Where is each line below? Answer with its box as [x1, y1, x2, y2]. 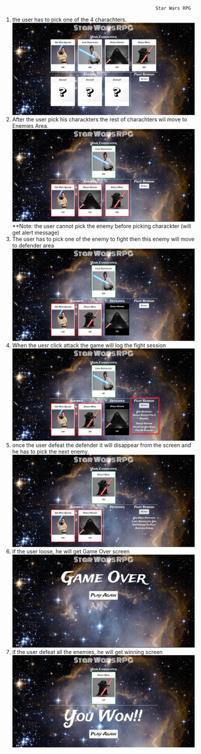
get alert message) [12, 229, 60, 237]
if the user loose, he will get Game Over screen [12, 548, 130, 555]
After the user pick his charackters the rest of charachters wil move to [12, 116, 188, 123]
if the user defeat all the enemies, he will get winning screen [12, 648, 163, 655]
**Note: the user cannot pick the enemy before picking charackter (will [12, 222, 191, 230]
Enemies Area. [12, 123, 49, 130]
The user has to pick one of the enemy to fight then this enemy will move [12, 235, 195, 243]
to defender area [12, 242, 55, 249]
